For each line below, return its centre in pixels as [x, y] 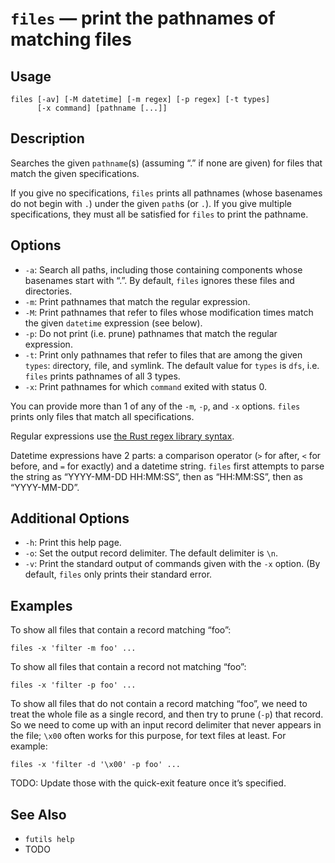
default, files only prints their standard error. [118, 574]
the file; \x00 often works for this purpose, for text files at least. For [148, 736]
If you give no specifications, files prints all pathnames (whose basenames [166, 193]
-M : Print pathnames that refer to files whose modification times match [169, 312]
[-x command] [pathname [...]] [102, 108]
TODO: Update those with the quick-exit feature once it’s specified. [148, 783]
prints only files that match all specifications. [102, 416]
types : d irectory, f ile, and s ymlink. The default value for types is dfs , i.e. [172, 365]
